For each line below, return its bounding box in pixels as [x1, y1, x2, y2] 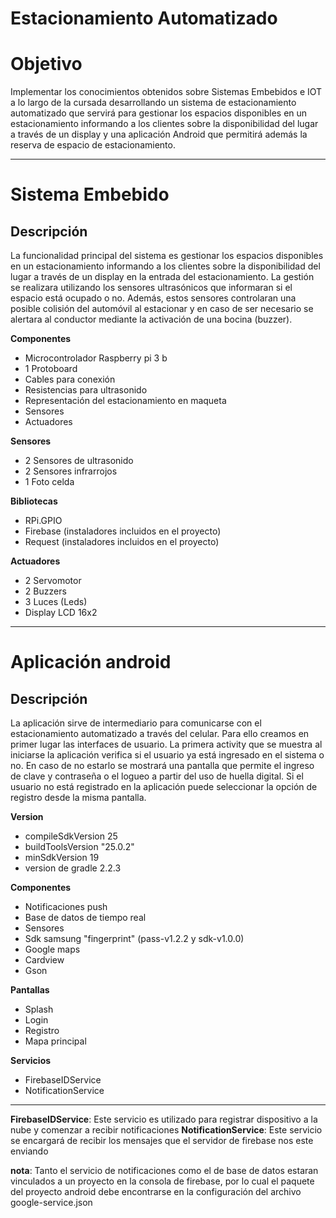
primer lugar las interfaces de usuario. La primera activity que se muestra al [10, 738, 323, 751]
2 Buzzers [24, 585, 67, 597]
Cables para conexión [24, 373, 116, 386]
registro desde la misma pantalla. [10, 792, 147, 804]
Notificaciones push [24, 901, 108, 913]
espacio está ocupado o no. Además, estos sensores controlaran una [10, 292, 297, 304]
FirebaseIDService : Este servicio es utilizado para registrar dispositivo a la [10, 1113, 318, 1126]
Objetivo [10, 53, 83, 76]
